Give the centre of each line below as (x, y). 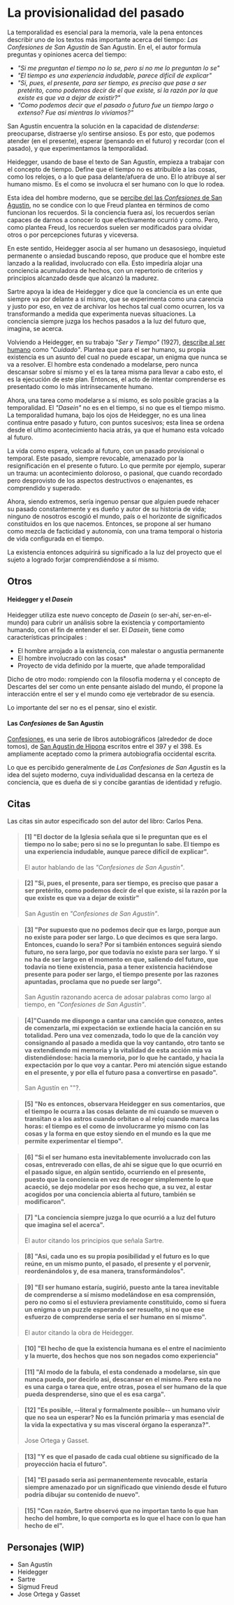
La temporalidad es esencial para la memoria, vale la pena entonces (105, 32)
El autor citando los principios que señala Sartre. (94, 1240)
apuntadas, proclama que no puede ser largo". (93, 981)
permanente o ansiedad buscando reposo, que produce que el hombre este (116, 256)
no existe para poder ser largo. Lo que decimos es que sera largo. (121, 937)
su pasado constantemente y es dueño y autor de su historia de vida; (107, 508)
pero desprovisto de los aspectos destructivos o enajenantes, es (100, 481)
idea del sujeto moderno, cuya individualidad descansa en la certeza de (111, 775)
